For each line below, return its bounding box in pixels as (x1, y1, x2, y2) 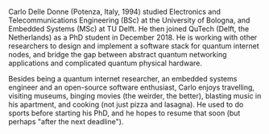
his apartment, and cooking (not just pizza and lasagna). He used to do (8, 100, 244, 109)
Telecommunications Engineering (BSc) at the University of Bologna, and (8, 15, 250, 25)
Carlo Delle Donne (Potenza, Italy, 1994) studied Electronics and (8, 7, 221, 16)
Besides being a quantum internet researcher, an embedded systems (8, 74, 238, 83)
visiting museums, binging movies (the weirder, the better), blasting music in (8, 91, 262, 100)
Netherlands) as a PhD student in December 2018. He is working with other (8, 32, 258, 42)
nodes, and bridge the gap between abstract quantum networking (8, 50, 227, 59)
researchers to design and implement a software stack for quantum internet (8, 41, 259, 51)
